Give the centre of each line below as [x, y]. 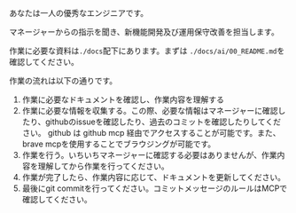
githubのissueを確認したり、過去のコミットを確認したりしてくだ [164, 122]
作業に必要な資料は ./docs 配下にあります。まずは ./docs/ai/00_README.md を [147, 51]
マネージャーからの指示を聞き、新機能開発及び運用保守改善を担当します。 [144, 32]
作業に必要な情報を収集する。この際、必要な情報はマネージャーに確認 [150, 110]
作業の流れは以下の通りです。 [63, 81]
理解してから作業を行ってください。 [104, 166]
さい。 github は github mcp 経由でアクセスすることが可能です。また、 [151, 133]
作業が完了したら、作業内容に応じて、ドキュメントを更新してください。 [154, 177]
